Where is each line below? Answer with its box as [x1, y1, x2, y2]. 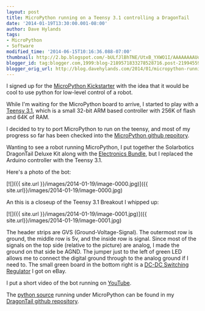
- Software [6, 43, 34, 49]
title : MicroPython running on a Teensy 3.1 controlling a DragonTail [6, 15, 190, 21]
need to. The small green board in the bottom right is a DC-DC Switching [6, 261, 189, 268]
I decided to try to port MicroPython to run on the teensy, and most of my [6, 126, 190, 133]
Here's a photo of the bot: [6, 168, 71, 176]
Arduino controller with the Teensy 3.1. [6, 157, 103, 164]
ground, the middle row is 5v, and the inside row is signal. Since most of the [6, 235, 196, 243]
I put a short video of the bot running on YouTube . [6, 279, 132, 287]
